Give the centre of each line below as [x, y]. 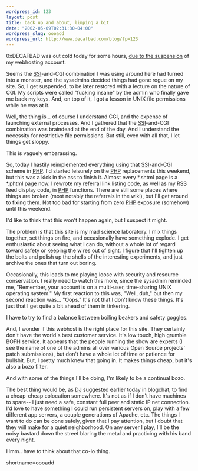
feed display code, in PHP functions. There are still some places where [92, 190]
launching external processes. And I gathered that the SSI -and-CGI [88, 123]
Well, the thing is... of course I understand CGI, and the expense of [87, 117]
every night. [21, 440]
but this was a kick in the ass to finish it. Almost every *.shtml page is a [92, 177]
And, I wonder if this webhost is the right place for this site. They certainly [96, 329]
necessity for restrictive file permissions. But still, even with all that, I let [93, 136]
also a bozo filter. [27, 367]
